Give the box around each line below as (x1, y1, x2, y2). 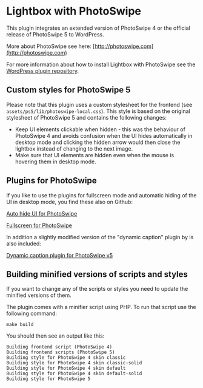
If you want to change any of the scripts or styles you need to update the (6, 285, 188, 293)
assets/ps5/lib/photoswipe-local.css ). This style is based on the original (6, 107, 190, 115)
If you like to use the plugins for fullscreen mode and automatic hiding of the (6, 191, 197, 199)
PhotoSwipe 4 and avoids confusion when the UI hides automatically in (15, 132, 193, 139)
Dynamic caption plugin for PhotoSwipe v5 (6, 251, 113, 259)
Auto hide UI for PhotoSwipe (6, 209, 78, 217)
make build (6, 322, 34, 328)
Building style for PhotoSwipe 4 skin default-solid (6, 370, 142, 377)
